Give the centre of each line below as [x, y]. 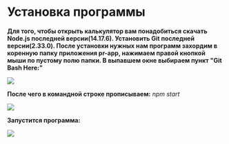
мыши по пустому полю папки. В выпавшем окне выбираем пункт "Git [114, 60]
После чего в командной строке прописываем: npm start [93, 94]
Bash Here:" [25, 68]
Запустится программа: [44, 120]
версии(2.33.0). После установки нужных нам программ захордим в [112, 45]
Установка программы [77, 12]
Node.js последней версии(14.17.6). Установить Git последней [101, 38]
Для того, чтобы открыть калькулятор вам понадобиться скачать [107, 31]
